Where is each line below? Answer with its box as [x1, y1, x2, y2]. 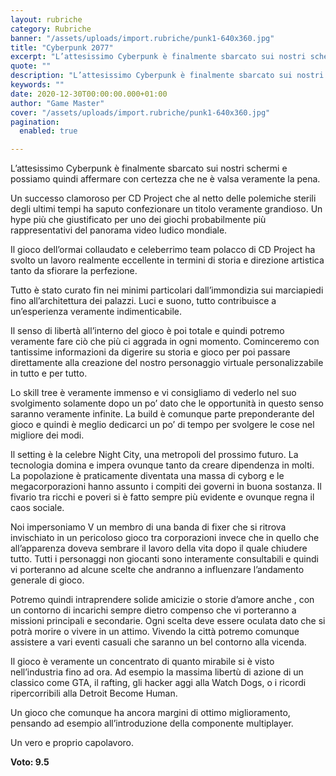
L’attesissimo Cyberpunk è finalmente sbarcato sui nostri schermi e [10, 162, 288, 175]
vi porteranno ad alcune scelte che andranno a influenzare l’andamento [10, 564, 305, 576]
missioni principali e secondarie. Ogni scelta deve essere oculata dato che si [10, 615, 326, 627]
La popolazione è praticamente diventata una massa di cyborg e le [10, 470, 285, 482]
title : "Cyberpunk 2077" [10, 42, 114, 53]
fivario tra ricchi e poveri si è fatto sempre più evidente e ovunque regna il [10, 491, 315, 503]
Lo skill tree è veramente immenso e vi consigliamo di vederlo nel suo [10, 387, 297, 399]
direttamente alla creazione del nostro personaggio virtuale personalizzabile [10, 357, 324, 369]
